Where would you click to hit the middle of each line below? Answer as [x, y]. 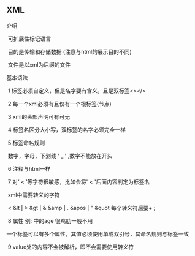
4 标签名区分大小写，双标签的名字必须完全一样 [67, 130]
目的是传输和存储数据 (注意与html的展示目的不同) [70, 51]
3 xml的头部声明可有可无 [39, 116]
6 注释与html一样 [29, 168]
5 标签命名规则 [26, 143]
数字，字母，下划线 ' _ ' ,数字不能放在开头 [60, 156]
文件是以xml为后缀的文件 [39, 64]
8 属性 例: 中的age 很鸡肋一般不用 [50, 220]
